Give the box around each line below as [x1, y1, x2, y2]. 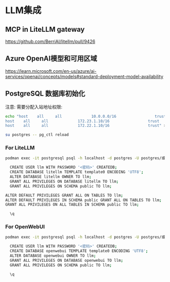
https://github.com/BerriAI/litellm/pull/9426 [5, 38, 96, 44]
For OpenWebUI [5, 223, 45, 230]
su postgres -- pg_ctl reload [5, 132, 69, 137]
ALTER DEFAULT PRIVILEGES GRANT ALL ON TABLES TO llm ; [5, 193, 123, 198]
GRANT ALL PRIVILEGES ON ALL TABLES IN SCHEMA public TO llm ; [5, 202, 139, 207]
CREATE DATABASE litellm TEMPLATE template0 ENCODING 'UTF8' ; [10, 170, 144, 175]
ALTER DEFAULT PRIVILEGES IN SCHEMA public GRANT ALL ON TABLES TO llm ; [5, 198, 162, 203]
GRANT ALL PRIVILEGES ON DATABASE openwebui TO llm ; [10, 258, 123, 263]
